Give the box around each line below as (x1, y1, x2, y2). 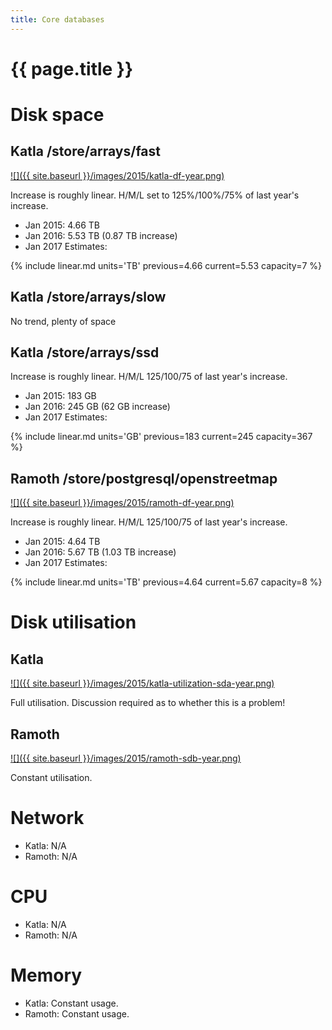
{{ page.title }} (10, 57, 134, 80)
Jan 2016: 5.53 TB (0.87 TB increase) (24, 229, 178, 241)
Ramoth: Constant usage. (24, 1007, 130, 1020)
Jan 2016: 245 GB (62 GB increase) (24, 401, 171, 413)
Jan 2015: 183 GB (24, 390, 97, 402)
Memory (10, 964, 83, 987)
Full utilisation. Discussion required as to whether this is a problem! (10, 697, 286, 709)
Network (10, 807, 85, 830)
